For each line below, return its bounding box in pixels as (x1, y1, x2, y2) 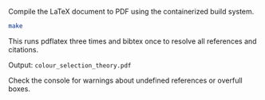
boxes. (8, 83, 30, 94)
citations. (8, 44, 38, 54)
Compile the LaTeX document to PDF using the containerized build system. (8, 7, 255, 16)
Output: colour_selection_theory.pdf (8, 60, 132, 70)
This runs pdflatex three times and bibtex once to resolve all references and (8, 36, 257, 46)
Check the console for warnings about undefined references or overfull (8, 75, 243, 85)
